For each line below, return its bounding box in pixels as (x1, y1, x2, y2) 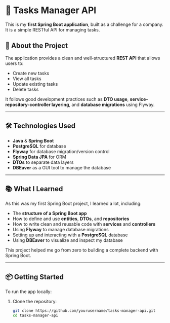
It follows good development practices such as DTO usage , (5, 96, 129, 102)
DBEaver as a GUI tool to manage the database (12, 164, 111, 170)
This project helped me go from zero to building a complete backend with (5, 247, 158, 253)
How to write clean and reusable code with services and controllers (12, 221, 156, 227)
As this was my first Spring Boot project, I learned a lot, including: (5, 200, 142, 207)
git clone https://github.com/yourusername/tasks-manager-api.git (12, 308, 156, 313)
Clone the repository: (12, 299, 57, 305)
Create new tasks (12, 70, 50, 76)
